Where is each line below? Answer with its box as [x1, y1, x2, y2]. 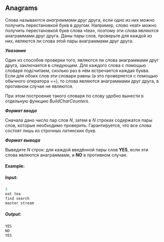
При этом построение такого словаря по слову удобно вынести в [5, 93, 144, 99]
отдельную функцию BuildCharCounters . [5, 98, 90, 104]
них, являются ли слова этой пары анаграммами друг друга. [5, 38, 134, 44]
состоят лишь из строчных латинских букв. [5, 128, 97, 134]
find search [5, 196, 30, 201]
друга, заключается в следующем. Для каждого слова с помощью [5, 62, 146, 68]
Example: [5, 163, 25, 169]
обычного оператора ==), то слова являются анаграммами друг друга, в [5, 78, 159, 84]
